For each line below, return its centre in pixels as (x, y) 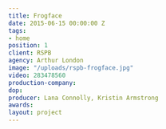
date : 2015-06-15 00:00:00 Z (57, 23)
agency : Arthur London (46, 61)
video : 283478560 (37, 75)
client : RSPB (30, 53)
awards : (21, 105)
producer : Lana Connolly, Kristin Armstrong (83, 98)
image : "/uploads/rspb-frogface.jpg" (71, 68)
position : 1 (28, 46)
